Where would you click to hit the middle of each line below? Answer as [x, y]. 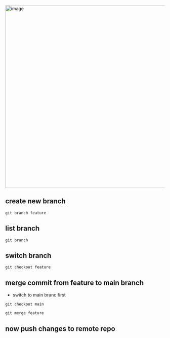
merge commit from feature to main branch [75, 283]
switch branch [28, 256]
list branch [23, 228]
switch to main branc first [39, 295]
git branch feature [26, 213]
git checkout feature [28, 267]
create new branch [35, 201]
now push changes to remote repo [60, 329]
